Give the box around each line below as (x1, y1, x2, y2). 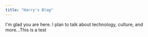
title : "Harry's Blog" (5, 7, 53, 13)
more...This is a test (5, 26, 47, 33)
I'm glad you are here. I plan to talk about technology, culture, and (5, 21, 143, 27)
